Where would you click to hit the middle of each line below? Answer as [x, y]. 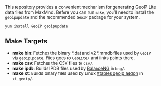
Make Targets [26, 41]
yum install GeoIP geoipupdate [37, 26]
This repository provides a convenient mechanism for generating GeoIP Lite [80, 7]
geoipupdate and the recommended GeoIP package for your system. [72, 17]
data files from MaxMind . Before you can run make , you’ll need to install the [80, 12]
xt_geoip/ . [23, 78]
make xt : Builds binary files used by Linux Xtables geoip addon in [77, 73]
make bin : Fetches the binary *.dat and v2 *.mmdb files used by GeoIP [81, 53]
